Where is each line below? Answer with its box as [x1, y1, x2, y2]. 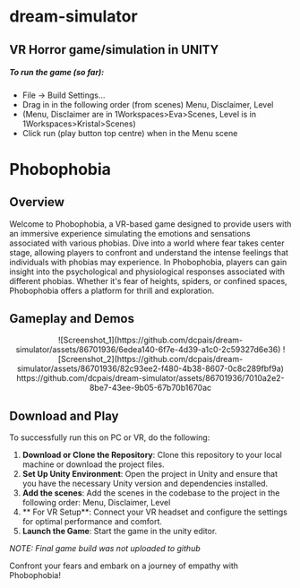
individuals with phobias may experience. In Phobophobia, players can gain [9, 256, 287, 267]
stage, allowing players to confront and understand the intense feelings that [9, 246, 289, 257]
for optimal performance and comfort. [21, 516, 163, 527]
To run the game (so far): [9, 67, 105, 78]
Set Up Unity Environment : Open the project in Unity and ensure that [21, 469, 279, 480]
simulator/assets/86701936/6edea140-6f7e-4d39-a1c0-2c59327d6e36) [15, 344, 281, 355]
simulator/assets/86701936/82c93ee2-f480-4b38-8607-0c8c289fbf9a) [16, 363, 285, 374]
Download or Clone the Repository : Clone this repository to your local [21, 450, 282, 461]
